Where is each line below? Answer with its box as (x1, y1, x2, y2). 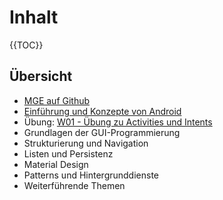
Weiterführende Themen (23, 179, 126, 191)
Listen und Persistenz (23, 147, 114, 160)
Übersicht (9, 68, 73, 85)
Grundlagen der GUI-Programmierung (23, 126, 181, 138)
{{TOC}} (9, 39, 44, 51)
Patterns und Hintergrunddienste (23, 169, 160, 181)
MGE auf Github (23, 94, 91, 106)
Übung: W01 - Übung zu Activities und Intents (23, 116, 213, 128)
